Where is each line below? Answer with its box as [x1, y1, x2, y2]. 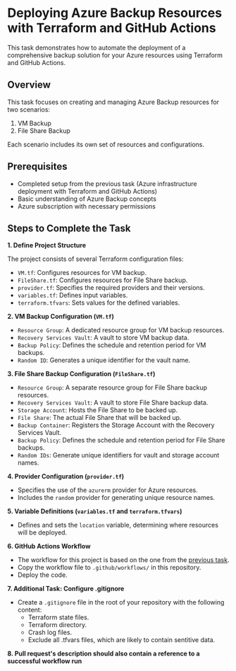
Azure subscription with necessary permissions [17, 202, 156, 210]
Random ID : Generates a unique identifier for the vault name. [17, 356, 191, 365]
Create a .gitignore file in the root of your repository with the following [17, 598, 225, 607]
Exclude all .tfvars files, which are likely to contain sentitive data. [27, 636, 216, 644]
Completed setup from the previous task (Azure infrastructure [17, 179, 197, 188]
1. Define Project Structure [7, 241, 87, 250]
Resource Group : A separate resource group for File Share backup [17, 383, 208, 392]
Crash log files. [27, 628, 73, 637]
